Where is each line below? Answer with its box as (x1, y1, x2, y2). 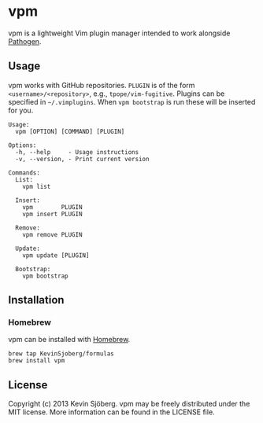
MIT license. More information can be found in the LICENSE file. (8, 407, 215, 417)
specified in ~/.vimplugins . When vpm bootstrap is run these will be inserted (8, 97, 256, 106)
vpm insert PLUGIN (22, 210, 83, 218)
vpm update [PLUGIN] (22, 251, 90, 259)
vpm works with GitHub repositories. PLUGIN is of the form (8, 80, 195, 90)
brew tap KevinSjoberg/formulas (8, 350, 114, 358)
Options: (8, 141, 37, 149)
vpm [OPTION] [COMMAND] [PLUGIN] (15, 127, 125, 135)
